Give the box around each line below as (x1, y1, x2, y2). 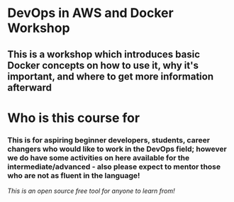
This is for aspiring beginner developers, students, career (7, 135, 211, 145)
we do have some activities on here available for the (7, 152, 190, 162)
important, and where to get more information (7, 70, 214, 82)
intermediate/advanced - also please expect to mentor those (7, 162, 221, 172)
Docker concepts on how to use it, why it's (7, 59, 199, 72)
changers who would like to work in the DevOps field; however (7, 144, 227, 154)
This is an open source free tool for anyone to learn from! (7, 186, 175, 196)
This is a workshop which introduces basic (7, 48, 201, 60)
